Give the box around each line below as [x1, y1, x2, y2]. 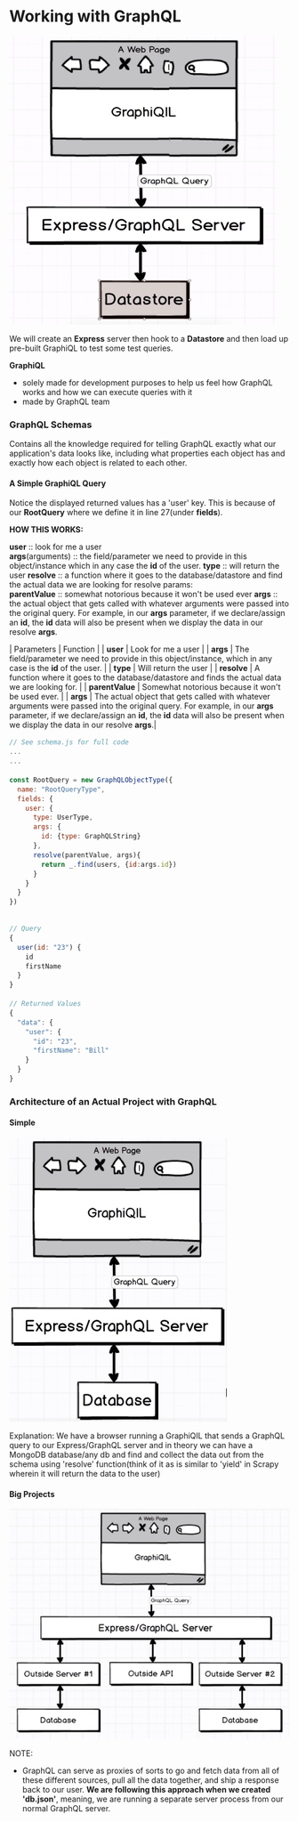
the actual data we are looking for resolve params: [9, 579, 193, 590]
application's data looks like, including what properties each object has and [9, 448, 286, 459]
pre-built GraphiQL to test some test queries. [9, 343, 173, 353]
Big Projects [9, 1488, 55, 1499]
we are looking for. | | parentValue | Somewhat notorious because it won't [9, 682, 281, 692]
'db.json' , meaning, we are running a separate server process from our [21, 1794, 284, 1804]
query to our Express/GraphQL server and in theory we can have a [9, 1440, 254, 1451]
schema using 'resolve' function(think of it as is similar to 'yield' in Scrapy [9, 1459, 279, 1470]
